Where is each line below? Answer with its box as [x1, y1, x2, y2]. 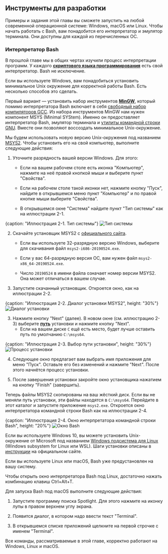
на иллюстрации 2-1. [20, 211, 65, 217]
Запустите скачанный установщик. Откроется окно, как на [12, 285, 139, 291]
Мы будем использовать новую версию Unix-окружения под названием [5, 135, 161, 141]
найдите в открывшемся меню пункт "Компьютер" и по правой [20, 190, 156, 196]
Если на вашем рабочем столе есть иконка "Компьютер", [20, 165, 144, 171]
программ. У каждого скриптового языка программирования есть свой [5, 63, 163, 69]
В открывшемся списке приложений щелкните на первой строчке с [12, 523, 159, 529]
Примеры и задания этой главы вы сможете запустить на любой [5, 17, 144, 23]
